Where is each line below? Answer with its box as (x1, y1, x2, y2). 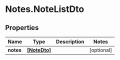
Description (55, 38, 84, 45)
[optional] (89, 46, 112, 53)
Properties (5, 23, 39, 32)
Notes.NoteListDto (5, 3, 84, 15)
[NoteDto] (26, 46, 51, 53)
